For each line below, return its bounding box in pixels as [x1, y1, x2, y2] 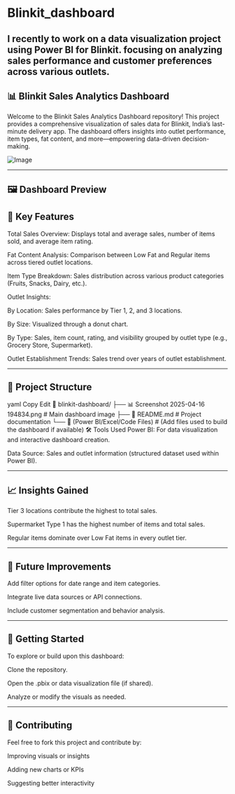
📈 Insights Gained [7, 484, 89, 496]
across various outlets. [7, 65, 110, 78]
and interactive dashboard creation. [7, 436, 111, 444]
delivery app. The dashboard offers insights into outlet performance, [28, 128, 226, 136]
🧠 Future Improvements [7, 561, 112, 573]
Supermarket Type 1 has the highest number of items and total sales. [7, 520, 205, 528]
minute [7, 128, 27, 136]
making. [7, 142, 31, 151]
